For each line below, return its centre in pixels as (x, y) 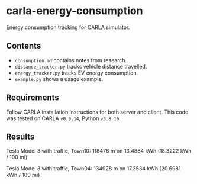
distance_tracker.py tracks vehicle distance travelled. (81, 66)
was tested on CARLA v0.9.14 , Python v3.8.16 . (64, 118)
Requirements (33, 98)
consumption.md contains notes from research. (71, 60)
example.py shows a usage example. (59, 79)
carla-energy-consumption (75, 11)
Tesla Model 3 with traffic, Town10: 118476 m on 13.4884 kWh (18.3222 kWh (99, 151)
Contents (24, 46)
